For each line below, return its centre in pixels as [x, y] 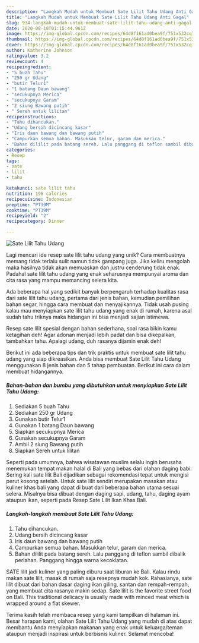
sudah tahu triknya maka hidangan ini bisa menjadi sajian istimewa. [88, 317]
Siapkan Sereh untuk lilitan [47, 450]
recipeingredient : [29, 67]
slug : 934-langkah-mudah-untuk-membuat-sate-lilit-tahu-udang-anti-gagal [99, 23]
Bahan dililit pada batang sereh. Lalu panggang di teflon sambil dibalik [100, 554]
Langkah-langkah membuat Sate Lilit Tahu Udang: [70, 513]
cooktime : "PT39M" [29, 210]
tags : [13, 161]
